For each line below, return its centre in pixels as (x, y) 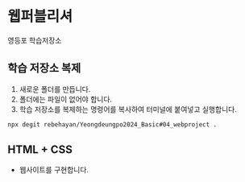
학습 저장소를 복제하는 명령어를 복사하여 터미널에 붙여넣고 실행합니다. (128, 109)
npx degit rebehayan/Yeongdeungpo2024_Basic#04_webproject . (112, 124)
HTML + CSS (40, 150)
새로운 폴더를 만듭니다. (55, 89)
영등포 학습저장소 (35, 40)
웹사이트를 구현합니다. (54, 170)
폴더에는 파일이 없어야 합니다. (66, 99)
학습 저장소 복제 (44, 68)
